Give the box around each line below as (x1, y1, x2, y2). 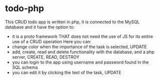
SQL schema (12, 64, 38, 70)
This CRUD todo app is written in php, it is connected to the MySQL (5, 19, 140, 25)
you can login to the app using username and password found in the (12, 59, 149, 65)
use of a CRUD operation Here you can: (12, 38, 91, 44)
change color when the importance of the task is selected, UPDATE (12, 44, 147, 49)
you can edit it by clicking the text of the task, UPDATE (12, 69, 122, 75)
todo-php (5, 3, 44, 14)
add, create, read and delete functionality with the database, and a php (12, 49, 155, 55)
